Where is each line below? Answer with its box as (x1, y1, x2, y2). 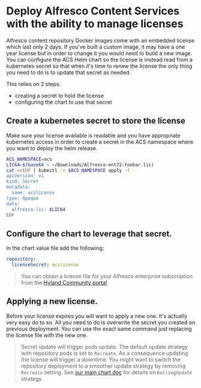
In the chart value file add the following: (6, 244, 104, 252)
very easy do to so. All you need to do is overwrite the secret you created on (6, 318, 196, 326)
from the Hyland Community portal (20, 279, 107, 286)
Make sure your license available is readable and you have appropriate (6, 132, 181, 139)
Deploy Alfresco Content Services (6, 4, 180, 18)
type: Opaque (6, 195, 39, 201)
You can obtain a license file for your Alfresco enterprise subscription (20, 272, 193, 280)
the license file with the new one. (6, 332, 88, 339)
